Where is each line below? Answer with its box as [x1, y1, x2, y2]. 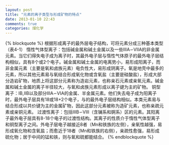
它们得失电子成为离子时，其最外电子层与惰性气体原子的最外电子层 [22, 53, 159, 59]
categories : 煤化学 [5, 26, 44, 31]
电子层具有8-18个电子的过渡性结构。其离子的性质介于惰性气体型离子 [18, 115, 160, 121]
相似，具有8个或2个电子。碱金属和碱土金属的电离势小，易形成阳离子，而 [9, 59, 161, 65]
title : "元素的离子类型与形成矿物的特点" [5, 12, 82, 17]
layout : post [5, 7, 33, 12]
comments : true [5, 21, 37, 26]
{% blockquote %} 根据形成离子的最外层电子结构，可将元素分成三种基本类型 [5, 40, 163, 46]
